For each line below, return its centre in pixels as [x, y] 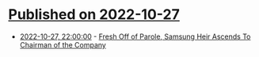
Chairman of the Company [63, 44]
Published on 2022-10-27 [94, 15]
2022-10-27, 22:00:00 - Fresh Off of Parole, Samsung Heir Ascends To [135, 36]
